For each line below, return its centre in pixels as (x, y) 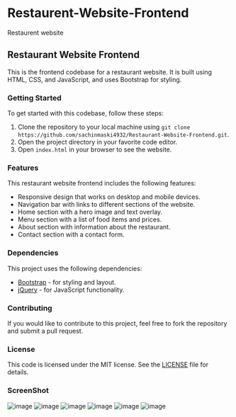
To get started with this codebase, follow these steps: (86, 113)
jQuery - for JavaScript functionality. (71, 290)
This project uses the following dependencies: (75, 268)
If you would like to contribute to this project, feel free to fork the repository (117, 323)
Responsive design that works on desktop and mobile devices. (109, 197)
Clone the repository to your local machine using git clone (104, 127)
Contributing (30, 308)
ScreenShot (28, 391)
